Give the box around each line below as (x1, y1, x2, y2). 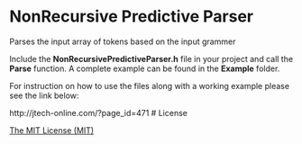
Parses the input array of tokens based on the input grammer (9, 36, 236, 47)
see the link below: (9, 90, 79, 101)
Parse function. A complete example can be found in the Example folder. (9, 63, 280, 74)
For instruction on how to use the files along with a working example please (9, 80, 290, 91)
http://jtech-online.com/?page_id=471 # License (9, 107, 188, 118)
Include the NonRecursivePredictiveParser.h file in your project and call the (9, 53, 294, 64)
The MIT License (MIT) (9, 124, 95, 136)
